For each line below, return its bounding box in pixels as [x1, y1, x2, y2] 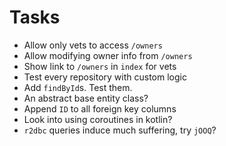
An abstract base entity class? [23, 92, 149, 104]
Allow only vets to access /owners [23, 39, 163, 51]
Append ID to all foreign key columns [23, 102, 177, 115]
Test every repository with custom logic [23, 71, 187, 83]
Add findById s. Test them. [23, 81, 133, 93]
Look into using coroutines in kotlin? [23, 113, 173, 125]
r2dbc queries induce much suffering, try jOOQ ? [23, 124, 217, 136]
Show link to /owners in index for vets [23, 60, 177, 72]
